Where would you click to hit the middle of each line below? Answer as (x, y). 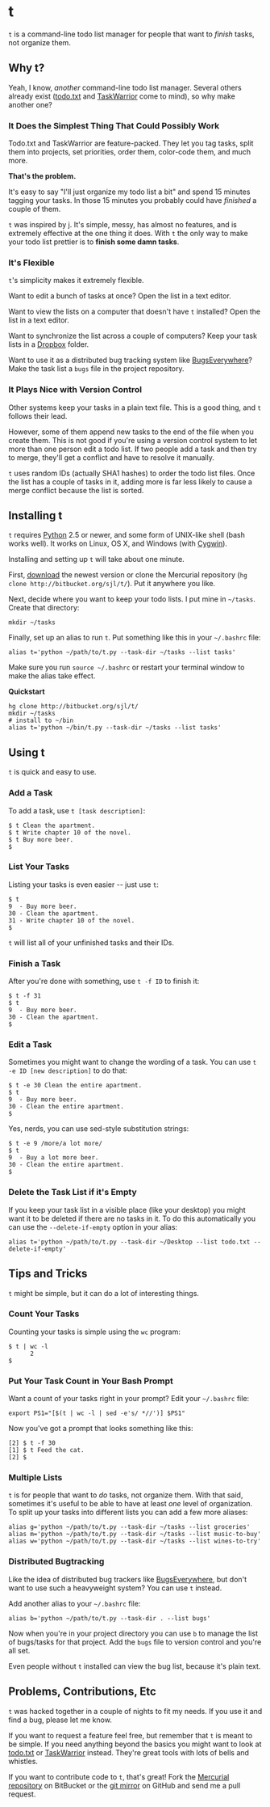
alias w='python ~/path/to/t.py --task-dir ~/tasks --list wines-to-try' (135, 1541)
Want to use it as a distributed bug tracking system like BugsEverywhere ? (130, 360)
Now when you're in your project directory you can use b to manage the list (133, 1633)
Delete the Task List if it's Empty (73, 1193)
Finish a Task (35, 963)
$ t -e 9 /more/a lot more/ (56, 1144)
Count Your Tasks (44, 1314)
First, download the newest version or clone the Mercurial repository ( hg (128, 575)
